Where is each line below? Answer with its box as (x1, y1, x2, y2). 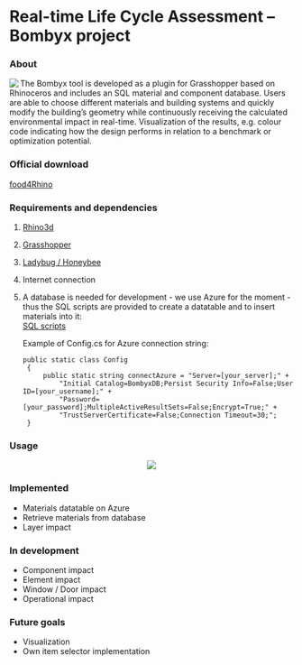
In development (9, 544, 79, 557)
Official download (9, 158, 89, 171)
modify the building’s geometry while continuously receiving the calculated (9, 106, 288, 118)
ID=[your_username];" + (22, 387, 113, 396)
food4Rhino (9, 179, 53, 189)
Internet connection (22, 274, 96, 285)
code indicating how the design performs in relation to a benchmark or (9, 126, 272, 137)
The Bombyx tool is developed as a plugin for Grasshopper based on (20, 79, 276, 89)
